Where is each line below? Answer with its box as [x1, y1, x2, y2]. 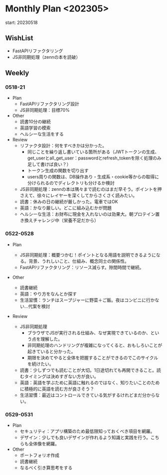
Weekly [5, 69, 29, 77]
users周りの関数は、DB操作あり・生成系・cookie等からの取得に [27, 174, 160, 180]
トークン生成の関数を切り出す [27, 167, 89, 173]
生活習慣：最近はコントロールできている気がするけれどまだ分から [19, 392, 156, 398]
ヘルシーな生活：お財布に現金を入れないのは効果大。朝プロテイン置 [19, 211, 160, 217]
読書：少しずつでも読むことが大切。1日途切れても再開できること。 [19, 367, 157, 373]
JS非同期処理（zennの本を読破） [12, 54, 81, 60]
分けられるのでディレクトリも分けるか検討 [27, 180, 115, 186]
